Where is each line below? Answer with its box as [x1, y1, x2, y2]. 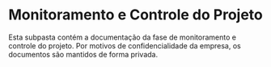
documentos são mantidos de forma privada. [8, 49, 159, 59]
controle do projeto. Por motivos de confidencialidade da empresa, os [8, 40, 241, 50]
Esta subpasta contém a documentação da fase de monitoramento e [8, 32, 237, 42]
